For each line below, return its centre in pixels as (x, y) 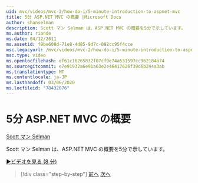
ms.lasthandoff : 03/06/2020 (41, 83)
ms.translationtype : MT (35, 72)
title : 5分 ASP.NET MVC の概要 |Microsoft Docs (64, 17)
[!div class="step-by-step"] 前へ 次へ (65, 174)
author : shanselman (30, 22)
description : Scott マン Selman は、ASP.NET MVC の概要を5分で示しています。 (96, 28)
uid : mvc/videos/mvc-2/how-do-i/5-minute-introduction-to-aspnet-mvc (93, 11)
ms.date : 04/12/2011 (32, 39)
